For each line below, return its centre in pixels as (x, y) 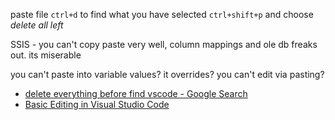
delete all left (37, 25)
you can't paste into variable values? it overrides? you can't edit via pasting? (167, 74)
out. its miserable (46, 55)
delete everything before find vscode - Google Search (136, 93)
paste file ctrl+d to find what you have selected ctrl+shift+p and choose (162, 14)
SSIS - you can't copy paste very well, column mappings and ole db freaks (164, 44)
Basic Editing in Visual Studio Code (97, 104)
